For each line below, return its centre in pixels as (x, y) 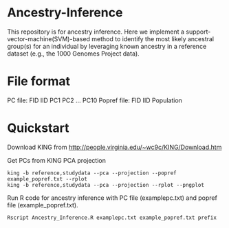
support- (198, 32)
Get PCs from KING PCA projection (57, 160)
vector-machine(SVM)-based (49, 38)
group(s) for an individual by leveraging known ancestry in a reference (107, 46)
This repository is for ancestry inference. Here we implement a (96, 32)
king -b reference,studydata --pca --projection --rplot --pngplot (106, 185)
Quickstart (39, 128)
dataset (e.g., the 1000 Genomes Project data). (73, 54)
